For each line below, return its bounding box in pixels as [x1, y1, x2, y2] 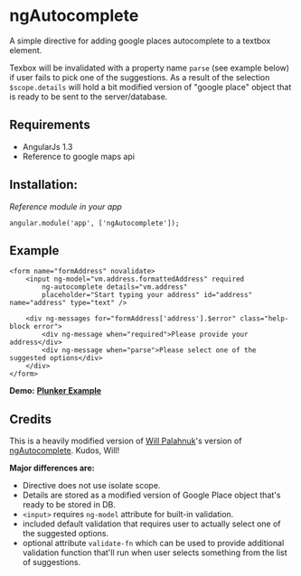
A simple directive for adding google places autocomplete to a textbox [9, 35, 271, 46]
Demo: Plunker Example [9, 386, 102, 396]
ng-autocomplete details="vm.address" [42, 283, 188, 292]
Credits [9, 412, 52, 427]
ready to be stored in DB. [22, 499, 116, 510]
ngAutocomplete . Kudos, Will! [9, 445, 120, 456]
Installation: [9, 177, 79, 192]
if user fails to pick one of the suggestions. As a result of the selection [9, 71, 270, 82]
